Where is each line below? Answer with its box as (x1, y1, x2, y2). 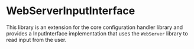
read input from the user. (6, 36, 67, 43)
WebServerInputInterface (6, 4, 135, 18)
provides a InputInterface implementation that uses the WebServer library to (6, 30, 188, 37)
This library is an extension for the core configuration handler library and (6, 24, 183, 31)
